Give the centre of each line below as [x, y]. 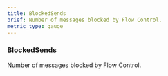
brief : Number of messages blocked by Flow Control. [85, 20]
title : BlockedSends [37, 13]
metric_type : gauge [35, 26]
